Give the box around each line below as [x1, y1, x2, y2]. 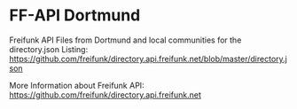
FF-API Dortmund [9, 5, 141, 26]
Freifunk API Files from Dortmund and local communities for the [9, 35, 242, 45]
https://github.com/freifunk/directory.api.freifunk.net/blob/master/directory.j [9, 53, 288, 64]
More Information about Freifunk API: [9, 80, 145, 90]
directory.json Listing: [9, 43, 89, 54]
